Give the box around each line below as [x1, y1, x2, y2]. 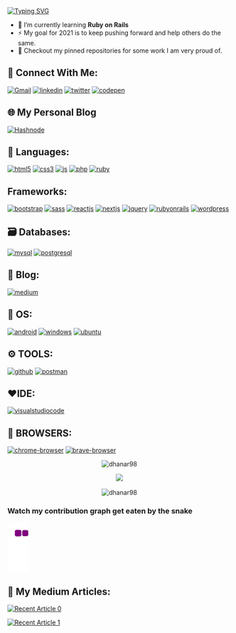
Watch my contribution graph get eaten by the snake [7, 506, 193, 516]
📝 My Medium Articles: [7, 585, 111, 597]
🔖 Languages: [7, 146, 70, 158]
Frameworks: [7, 185, 68, 197]
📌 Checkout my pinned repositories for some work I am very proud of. [17, 46, 222, 55]
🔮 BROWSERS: [7, 427, 73, 439]
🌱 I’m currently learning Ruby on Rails [17, 21, 129, 28]
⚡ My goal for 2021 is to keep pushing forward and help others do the [17, 28, 222, 37]
